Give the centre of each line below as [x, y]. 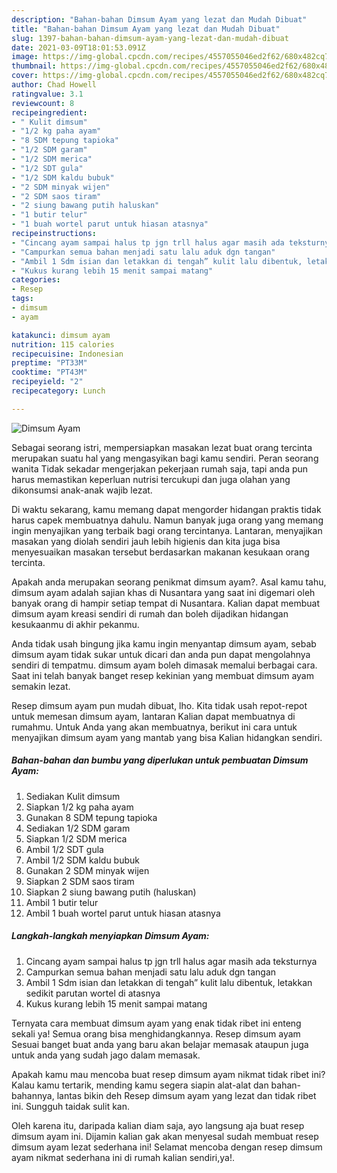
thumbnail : [34, 66]
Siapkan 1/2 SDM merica [76, 838]
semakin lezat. [41, 686]
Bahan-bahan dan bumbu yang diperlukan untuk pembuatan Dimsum [160, 760]
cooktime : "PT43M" [49, 372]
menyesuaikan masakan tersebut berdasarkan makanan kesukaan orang [160, 552]
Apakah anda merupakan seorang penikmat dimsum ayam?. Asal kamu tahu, [169, 582]
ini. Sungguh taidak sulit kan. [70, 1106]
